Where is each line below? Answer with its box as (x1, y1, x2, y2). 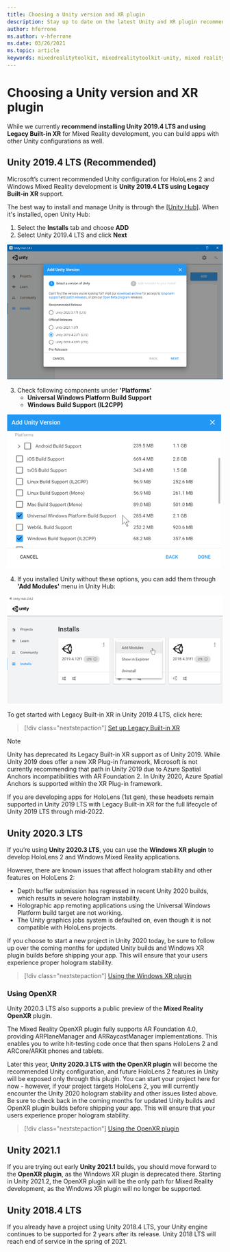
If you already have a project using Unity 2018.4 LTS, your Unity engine (7, 1222, 208, 1231)
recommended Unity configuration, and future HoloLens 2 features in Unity (7, 1067, 219, 1076)
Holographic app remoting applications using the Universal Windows (16, 901, 211, 909)
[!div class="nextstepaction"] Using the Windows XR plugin (23, 972, 192, 980)
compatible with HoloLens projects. (16, 923, 118, 931)
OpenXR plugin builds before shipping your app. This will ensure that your (7, 1104, 216, 1112)
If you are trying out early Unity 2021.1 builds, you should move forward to (7, 1163, 217, 1171)
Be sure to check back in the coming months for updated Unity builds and (7, 1097, 216, 1105)
